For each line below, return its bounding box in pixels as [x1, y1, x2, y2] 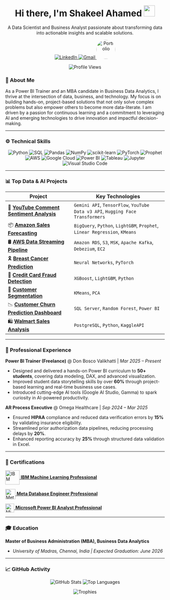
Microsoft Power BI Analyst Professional [15, 505, 102, 511]
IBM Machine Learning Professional [20, 474, 97, 480]
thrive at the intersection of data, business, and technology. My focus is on [5, 94, 161, 100]
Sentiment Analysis [8, 210, 56, 217]
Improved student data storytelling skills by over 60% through [12, 379, 142, 385]
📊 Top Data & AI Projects [5, 178, 68, 185]
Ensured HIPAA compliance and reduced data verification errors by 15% [12, 415, 164, 421]
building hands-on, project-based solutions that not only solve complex [5, 99, 154, 105]
